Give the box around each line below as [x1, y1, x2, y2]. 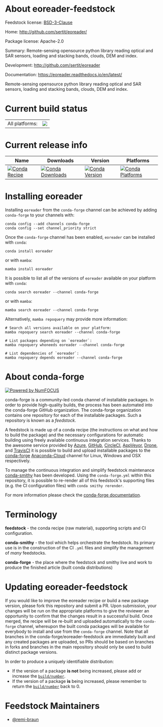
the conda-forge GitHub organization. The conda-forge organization [5, 407, 142, 413]
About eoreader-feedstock [5, 3, 115, 15]
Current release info [5, 140, 88, 151]
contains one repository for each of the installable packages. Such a [5, 412, 142, 418]
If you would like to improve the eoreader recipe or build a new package [5, 597, 149, 603]
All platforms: [7, 120, 38, 127]
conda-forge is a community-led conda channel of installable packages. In [5, 397, 154, 402]
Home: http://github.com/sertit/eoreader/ [5, 29, 87, 34]
